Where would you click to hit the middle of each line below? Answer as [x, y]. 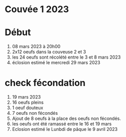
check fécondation [45, 83]
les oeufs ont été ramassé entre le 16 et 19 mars [62, 124]
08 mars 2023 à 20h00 [36, 47]
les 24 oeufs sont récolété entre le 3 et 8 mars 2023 [66, 57]
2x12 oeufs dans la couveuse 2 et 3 [49, 52]
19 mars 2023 [26, 97]
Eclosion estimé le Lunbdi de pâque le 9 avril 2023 [65, 129]
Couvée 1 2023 [37, 9]
